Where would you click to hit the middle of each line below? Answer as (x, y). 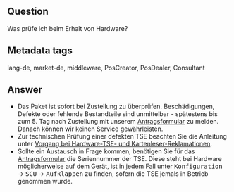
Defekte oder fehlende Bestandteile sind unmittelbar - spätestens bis (118, 114)
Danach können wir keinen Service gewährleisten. (90, 129)
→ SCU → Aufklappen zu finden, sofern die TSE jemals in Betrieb (113, 174)
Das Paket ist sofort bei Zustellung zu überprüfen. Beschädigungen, (116, 107)
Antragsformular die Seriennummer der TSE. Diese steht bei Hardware (119, 159)
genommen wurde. (45, 181)
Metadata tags (40, 51)
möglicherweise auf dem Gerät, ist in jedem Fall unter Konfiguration (120, 166)
